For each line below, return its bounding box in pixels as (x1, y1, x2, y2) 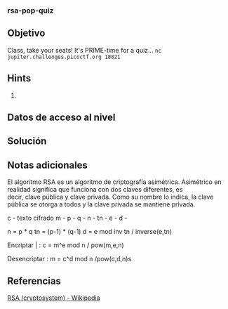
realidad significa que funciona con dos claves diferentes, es (7, 185, 183, 194)
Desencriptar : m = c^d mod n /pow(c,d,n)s (7, 255, 132, 263)
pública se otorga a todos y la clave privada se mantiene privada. (7, 200, 196, 209)
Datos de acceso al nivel (7, 111, 116, 123)
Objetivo (7, 27, 46, 39)
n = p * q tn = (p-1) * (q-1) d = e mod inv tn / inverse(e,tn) (7, 228, 173, 236)
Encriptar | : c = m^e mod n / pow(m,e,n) (7, 241, 124, 249)
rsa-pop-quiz (7, 6, 54, 15)
